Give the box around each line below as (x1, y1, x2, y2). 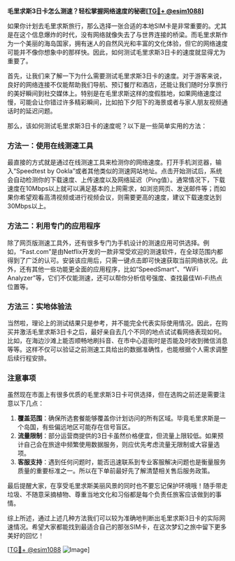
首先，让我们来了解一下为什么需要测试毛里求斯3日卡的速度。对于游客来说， (7, 72, 226, 80)
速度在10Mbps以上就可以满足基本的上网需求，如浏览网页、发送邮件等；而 (7, 184, 220, 193)
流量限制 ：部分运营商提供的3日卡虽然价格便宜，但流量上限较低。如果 (17, 431, 218, 440)
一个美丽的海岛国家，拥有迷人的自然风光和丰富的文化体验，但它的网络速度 (13, 39, 228, 48)
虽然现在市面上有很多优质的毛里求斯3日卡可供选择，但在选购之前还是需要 (7, 391, 220, 399)
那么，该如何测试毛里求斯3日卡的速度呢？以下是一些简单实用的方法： (7, 122, 208, 130)
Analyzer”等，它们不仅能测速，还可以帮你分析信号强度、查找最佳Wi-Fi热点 (7, 273, 222, 282)
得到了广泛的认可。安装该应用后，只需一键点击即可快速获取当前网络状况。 (7, 256, 222, 264)
